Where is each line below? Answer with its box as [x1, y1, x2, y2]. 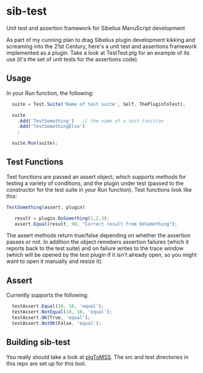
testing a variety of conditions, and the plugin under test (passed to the [6, 180, 184, 187]
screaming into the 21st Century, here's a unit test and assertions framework [6, 43, 197, 50]
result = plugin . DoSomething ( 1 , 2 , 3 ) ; [14, 215, 110, 221]
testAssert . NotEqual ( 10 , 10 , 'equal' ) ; [12, 309, 113, 315]
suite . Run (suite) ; [12, 140, 59, 147]
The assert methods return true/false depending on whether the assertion [6, 232, 191, 239]
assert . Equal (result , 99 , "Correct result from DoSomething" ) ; [14, 221, 178, 227]
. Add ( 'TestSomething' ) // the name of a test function [17, 117, 164, 124]
